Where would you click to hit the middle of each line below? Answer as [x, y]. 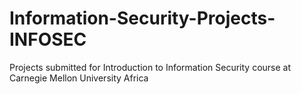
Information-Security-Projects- [142, 18]
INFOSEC [48, 39]
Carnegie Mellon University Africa [79, 78]
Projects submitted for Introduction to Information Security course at [150, 67]
